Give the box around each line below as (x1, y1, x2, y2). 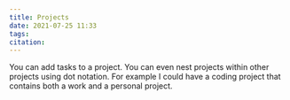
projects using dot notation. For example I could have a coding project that (9, 72, 281, 82)
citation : (9, 37, 46, 47)
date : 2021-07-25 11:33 (9, 21, 98, 30)
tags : (9, 29, 29, 38)
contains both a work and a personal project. (9, 81, 173, 91)
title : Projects (9, 12, 69, 22)
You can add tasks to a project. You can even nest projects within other (9, 62, 270, 73)
